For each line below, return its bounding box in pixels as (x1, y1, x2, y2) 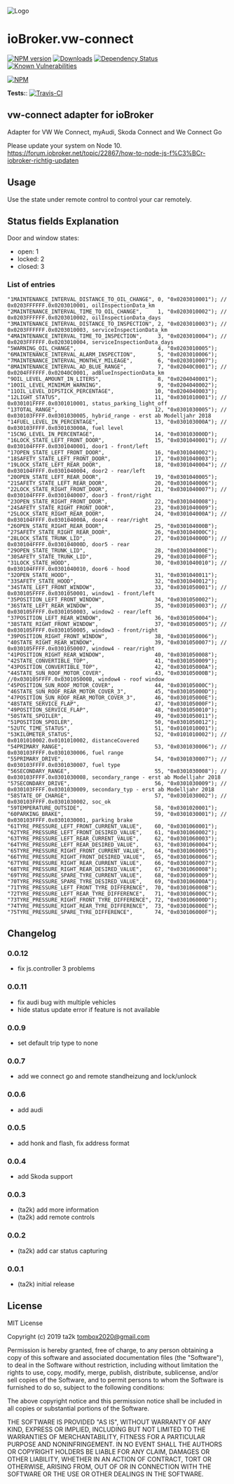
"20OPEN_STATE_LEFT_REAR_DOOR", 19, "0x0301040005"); (7, 473, 218, 480)
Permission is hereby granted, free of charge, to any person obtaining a (7, 1345, 214, 1354)
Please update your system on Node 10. (7, 141, 123, 150)
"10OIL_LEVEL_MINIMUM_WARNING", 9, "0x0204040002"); (7, 382, 218, 389)
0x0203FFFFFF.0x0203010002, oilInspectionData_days (7, 314, 161, 321)
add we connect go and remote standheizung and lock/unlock (17, 1072, 198, 1081)
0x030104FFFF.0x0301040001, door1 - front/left (7, 443, 149, 450)
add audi (17, 1105, 43, 1114)
